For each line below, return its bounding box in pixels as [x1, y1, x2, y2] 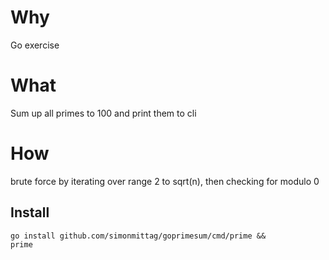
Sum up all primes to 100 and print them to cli [10, 107, 197, 119]
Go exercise [10, 39, 60, 51]
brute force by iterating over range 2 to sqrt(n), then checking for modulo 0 [10, 175, 320, 187]
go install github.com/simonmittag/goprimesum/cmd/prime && [10, 231, 267, 241]
